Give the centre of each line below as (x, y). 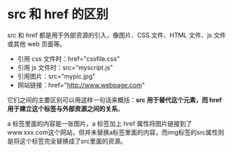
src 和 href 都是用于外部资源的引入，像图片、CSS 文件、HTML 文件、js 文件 (116, 35)
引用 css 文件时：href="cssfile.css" (69, 58)
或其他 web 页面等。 (37, 43)
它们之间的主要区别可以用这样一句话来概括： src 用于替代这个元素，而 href (115, 99)
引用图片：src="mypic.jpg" (56, 76)
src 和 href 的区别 (58, 14)
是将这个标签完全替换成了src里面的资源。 (67, 141)
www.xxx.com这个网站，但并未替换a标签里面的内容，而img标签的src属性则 (116, 132)
